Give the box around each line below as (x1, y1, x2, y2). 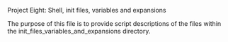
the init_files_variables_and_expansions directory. (7, 27, 151, 35)
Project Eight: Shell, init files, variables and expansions (7, 6, 166, 14)
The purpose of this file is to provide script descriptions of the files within (7, 20, 222, 27)
